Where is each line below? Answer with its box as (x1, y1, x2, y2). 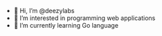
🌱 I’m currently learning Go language (13, 21, 119, 29)
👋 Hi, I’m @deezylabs (13, 7, 75, 15)
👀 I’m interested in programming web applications (13, 14, 156, 22)
